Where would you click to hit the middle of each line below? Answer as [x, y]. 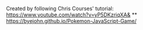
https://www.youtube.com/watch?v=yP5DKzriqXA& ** [71, 15]
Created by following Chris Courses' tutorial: [60, 9]
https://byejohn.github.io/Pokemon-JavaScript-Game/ [71, 21]
